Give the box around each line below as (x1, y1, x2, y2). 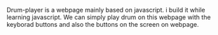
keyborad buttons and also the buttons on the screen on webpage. (6, 21, 199, 28)
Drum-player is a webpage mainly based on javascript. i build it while (6, 6, 206, 14)
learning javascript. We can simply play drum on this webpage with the (6, 13, 211, 21)
